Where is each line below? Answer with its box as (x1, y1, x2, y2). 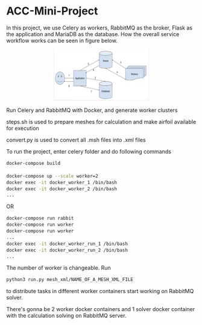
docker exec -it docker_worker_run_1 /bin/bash (6, 241, 128, 247)
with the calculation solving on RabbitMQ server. (6, 312, 127, 320)
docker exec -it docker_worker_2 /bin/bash (6, 185, 118, 192)
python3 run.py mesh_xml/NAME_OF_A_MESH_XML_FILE (6, 277, 134, 283)
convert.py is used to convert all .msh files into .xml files (6, 137, 146, 143)
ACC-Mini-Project (6, 4, 98, 18)
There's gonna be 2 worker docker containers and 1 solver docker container (6, 306, 195, 313)
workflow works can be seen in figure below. (6, 37, 118, 44)
